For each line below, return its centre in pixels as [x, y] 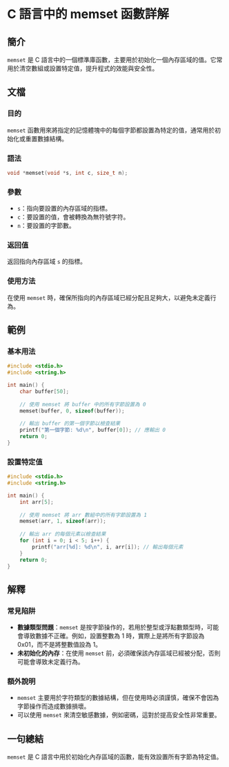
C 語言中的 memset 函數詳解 [88, 14]
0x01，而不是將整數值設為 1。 [59, 645]
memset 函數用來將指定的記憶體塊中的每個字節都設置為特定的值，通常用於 [111, 130]
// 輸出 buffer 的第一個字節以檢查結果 [70, 424]
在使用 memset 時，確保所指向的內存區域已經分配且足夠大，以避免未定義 [109, 297]
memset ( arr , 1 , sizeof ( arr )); [63, 521]
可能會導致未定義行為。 [50, 662]
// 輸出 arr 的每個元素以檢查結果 [63, 534]
